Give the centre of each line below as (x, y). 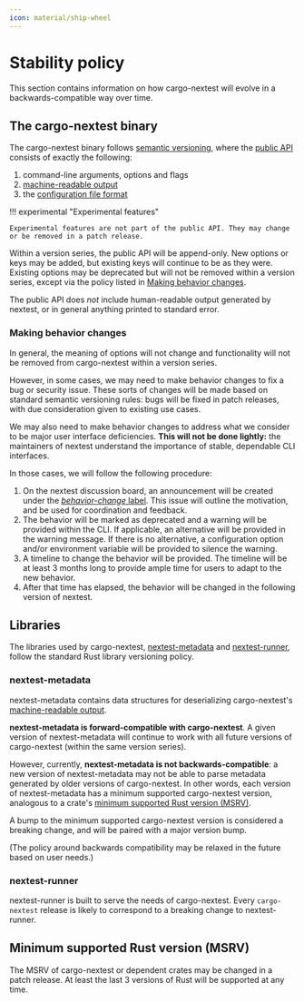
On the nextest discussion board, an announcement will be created (148, 490)
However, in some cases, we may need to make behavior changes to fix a (147, 380)
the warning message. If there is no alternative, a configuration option (153, 539)
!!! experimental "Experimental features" (84, 212)
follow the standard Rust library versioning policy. (102, 657)
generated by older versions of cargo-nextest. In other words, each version (150, 783)
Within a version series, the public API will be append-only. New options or (149, 253)
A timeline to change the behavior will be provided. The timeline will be (155, 558)
